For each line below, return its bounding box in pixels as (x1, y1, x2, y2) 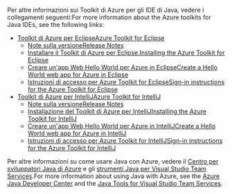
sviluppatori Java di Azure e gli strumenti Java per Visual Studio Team (7, 165, 207, 173)
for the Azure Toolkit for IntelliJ (27, 144, 116, 152)
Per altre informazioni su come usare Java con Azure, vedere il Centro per (7, 157, 219, 165)
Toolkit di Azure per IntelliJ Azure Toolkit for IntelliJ (17, 93, 161, 101)
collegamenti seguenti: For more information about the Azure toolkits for (7, 13, 211, 21)
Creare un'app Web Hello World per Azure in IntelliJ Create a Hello (27, 122, 216, 130)
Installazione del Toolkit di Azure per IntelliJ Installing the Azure (27, 107, 207, 115)
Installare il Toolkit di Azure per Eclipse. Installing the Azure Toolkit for (27, 48, 225, 57)
